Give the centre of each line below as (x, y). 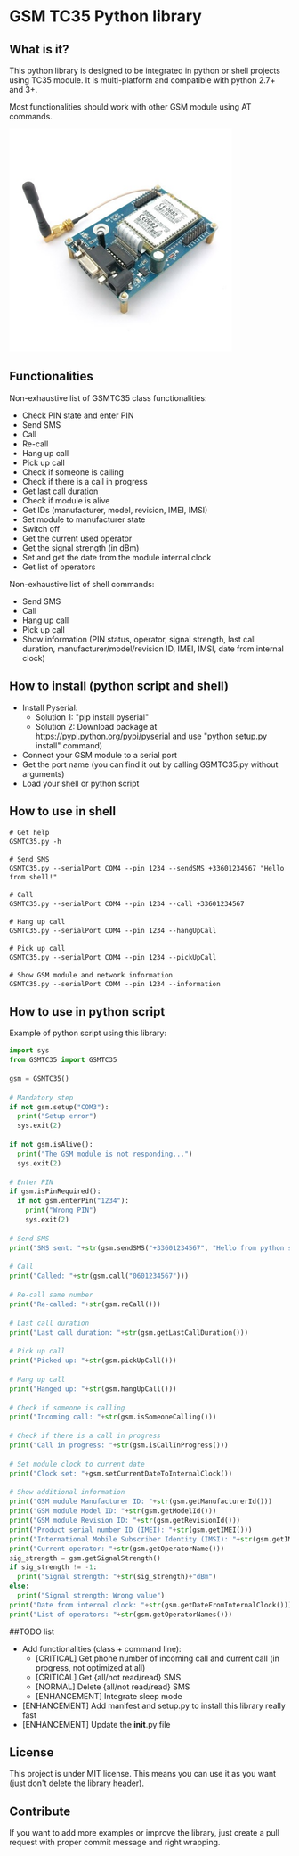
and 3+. (24, 90)
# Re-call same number (51, 1295)
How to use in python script (87, 1012)
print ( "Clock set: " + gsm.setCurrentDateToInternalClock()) (121, 1473)
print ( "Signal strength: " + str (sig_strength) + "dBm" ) (117, 1577)
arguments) (43, 773)
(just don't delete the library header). (77, 1783)
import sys (29, 1051)
